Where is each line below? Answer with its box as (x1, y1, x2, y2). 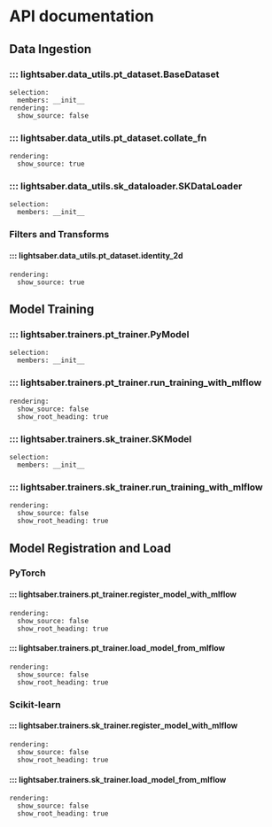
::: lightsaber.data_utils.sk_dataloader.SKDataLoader (9, 180, 243, 192)
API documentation (9, 6, 155, 27)
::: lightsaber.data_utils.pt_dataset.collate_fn (9, 131, 207, 143)
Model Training (9, 301, 95, 316)
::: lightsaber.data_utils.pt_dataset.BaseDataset (9, 68, 220, 81)
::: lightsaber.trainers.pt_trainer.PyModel (9, 328, 190, 340)
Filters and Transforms (9, 228, 110, 241)
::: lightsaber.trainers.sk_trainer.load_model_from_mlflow (9, 774, 227, 784)
